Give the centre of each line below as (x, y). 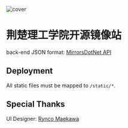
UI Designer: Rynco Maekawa (43, 118)
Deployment (30, 71)
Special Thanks (36, 104)
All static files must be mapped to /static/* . (61, 85)
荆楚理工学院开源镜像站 (64, 35)
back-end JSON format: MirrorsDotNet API (59, 52)
